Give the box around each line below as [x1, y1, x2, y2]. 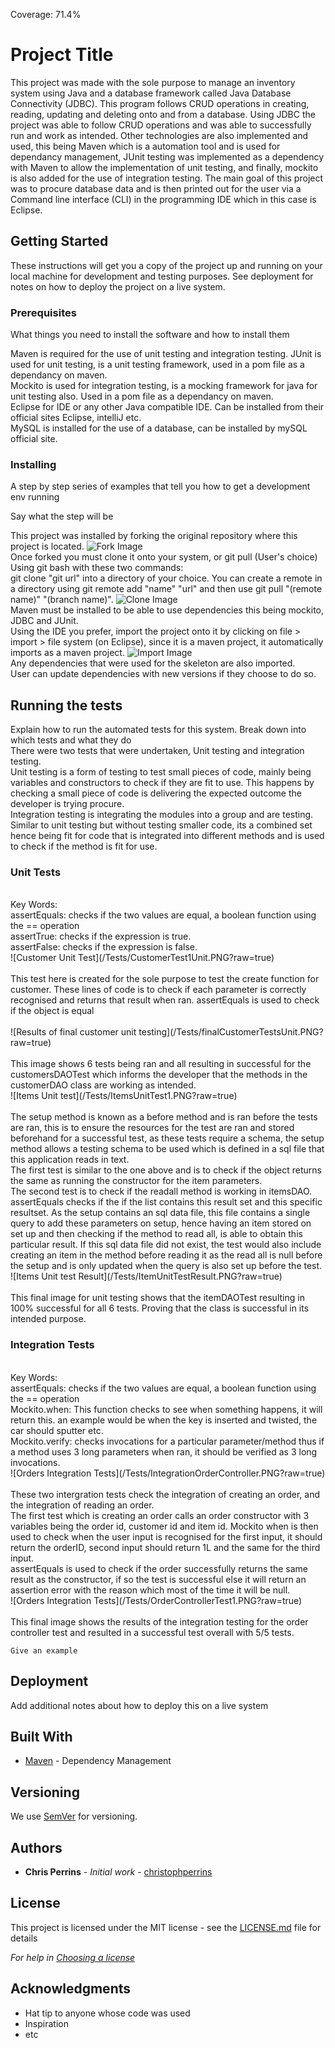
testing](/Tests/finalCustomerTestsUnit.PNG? [138, 1026, 324, 1038]
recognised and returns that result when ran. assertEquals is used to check [10, 994, 320, 1006]
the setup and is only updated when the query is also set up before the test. [10, 1260, 323, 1272]
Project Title [10, 44, 114, 66]
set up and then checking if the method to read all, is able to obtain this [10, 1228, 303, 1240]
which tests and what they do [10, 734, 132, 746]
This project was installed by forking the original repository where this [10, 530, 298, 542]
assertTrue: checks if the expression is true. [10, 930, 192, 943]
